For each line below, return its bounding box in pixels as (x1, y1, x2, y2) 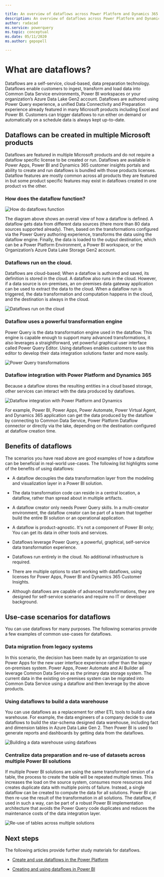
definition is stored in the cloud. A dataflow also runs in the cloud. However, (5, 275, 157, 282)
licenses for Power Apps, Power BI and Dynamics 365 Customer (12, 574, 142, 580)
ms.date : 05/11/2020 (5, 34, 47, 39)
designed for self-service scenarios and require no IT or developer (12, 593, 146, 599)
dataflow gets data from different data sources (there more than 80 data (5, 221, 150, 227)
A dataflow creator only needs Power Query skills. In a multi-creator (12, 504, 149, 510)
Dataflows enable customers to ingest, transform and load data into (5, 85, 141, 91)
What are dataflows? (5, 64, 91, 75)
